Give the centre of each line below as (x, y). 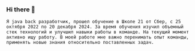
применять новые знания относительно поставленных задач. (80, 43)
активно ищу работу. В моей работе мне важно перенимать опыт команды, (97, 37)
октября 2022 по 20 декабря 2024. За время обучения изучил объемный (95, 27)
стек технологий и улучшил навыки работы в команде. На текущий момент (97, 32)
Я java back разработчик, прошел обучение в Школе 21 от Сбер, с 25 (94, 22)
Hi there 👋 (21, 9)
